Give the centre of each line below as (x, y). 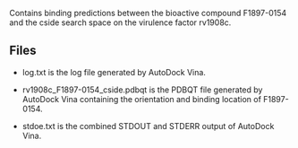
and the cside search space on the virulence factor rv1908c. (120, 22)
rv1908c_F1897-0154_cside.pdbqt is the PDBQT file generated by (142, 90)
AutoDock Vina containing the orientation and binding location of (142, 99)
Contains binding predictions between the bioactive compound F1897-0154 (148, 13)
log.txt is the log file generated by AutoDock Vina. (114, 72)
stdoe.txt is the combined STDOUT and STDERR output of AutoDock (148, 126)
